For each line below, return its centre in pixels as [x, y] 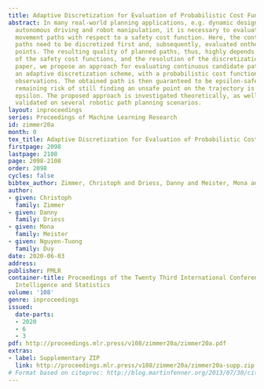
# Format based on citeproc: [56, 373]
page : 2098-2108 [35, 162]
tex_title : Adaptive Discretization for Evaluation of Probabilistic [125, 139]
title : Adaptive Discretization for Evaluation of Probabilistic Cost [126, 15]
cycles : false [31, 176]
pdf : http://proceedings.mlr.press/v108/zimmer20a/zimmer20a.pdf [117, 344]
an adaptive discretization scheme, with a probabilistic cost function [137, 74]
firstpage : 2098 [35, 147]
